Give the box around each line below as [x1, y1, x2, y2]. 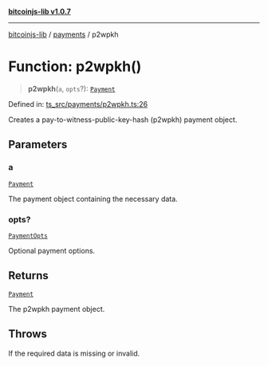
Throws [8, 327, 48, 341]
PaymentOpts [8, 231, 48, 240]
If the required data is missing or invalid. [8, 348, 140, 358]
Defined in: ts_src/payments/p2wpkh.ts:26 [8, 99, 148, 108]
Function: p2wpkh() [8, 57, 142, 76]
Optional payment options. [8, 246, 96, 255]
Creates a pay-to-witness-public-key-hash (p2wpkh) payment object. [8, 115, 238, 124]
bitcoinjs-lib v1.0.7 [8, 7, 72, 16]
